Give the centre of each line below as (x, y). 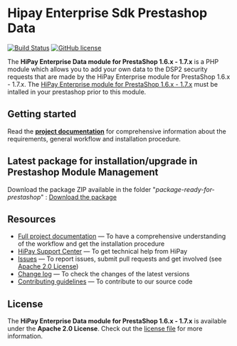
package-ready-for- (185, 189)
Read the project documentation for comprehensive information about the (117, 131)
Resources (32, 219)
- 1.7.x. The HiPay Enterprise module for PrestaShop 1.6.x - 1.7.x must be (113, 84)
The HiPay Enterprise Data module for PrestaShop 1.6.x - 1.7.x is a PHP (113, 61)
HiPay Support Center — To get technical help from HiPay (102, 252)
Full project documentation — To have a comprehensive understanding (122, 237)
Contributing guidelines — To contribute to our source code (105, 281)
